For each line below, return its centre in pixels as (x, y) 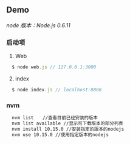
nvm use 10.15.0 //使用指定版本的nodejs (60, 135)
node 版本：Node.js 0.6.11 (39, 25)
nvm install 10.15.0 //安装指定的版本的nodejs (68, 129)
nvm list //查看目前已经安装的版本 (55, 118)
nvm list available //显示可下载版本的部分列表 (67, 123)
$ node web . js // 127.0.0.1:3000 (54, 67)
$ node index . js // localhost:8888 (57, 90)
